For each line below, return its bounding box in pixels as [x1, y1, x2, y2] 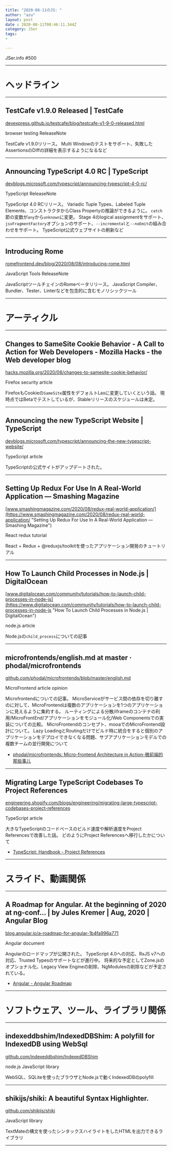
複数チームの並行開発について [5, 741, 68, 747]
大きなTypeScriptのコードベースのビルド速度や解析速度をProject [5, 826, 142, 832]
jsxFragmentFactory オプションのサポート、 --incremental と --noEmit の [5, 221, 153, 227]
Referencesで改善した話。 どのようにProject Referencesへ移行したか [5, 832, 152, 838]
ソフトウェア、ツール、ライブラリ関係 [5, 1005, 166, 1016]
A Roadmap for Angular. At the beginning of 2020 [5, 901, 167, 909]
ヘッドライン [5, 79, 60, 91]
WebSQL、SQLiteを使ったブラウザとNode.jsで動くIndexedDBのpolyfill [5, 1074, 154, 1080]
